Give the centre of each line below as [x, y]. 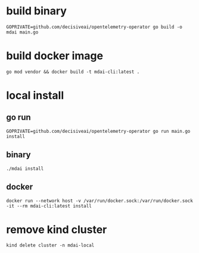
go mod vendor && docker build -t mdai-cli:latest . [73, 72]
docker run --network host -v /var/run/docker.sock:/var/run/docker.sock [100, 201]
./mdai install [25, 169]
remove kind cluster [57, 229]
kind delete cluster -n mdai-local [50, 246]
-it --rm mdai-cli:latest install [49, 206]
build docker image [55, 56]
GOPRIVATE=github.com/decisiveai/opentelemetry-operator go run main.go [98, 131]
